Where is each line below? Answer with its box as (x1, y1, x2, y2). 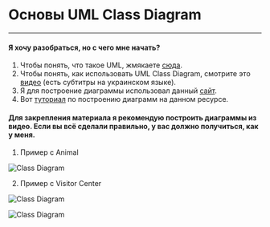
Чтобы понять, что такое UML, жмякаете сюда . (19, 60, 183, 70)
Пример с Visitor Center (19, 179, 102, 188)
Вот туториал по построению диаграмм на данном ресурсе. (19, 95, 229, 104)
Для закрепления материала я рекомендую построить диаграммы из (8, 112, 257, 122)
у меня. (8, 130, 35, 140)
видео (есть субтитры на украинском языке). (19, 78, 177, 87)
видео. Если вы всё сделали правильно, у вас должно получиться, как (8, 121, 259, 131)
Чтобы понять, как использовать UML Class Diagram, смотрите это (19, 69, 251, 79)
